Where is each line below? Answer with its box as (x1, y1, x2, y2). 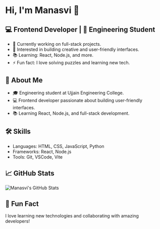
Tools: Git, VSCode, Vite (12, 154, 63, 160)
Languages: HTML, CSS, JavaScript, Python (12, 143, 104, 149)
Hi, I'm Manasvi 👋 (5, 5, 80, 16)
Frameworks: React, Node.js (12, 148, 72, 155)
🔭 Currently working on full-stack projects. (12, 41, 101, 47)
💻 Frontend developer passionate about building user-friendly (12, 97, 143, 103)
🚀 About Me (5, 76, 43, 85)
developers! (5, 218, 30, 224)
